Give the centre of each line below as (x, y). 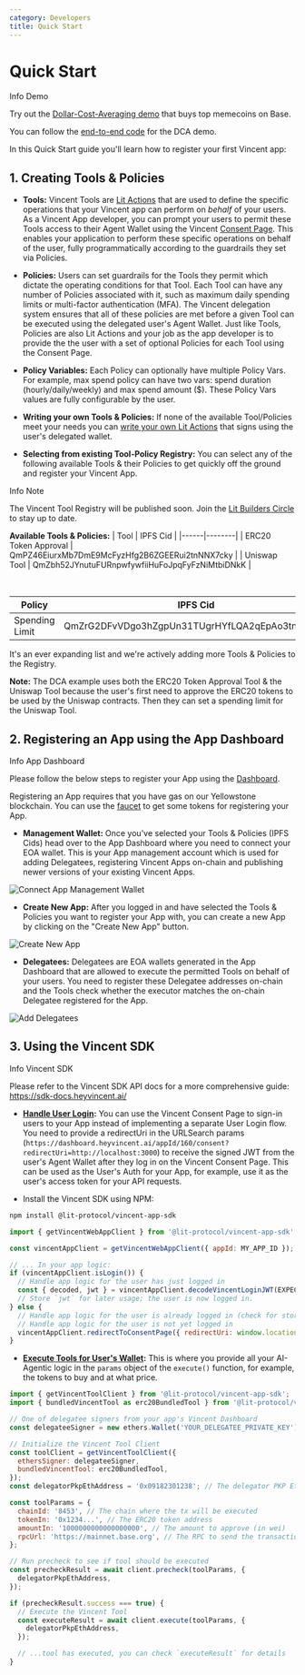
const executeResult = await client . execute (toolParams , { (132, 1620)
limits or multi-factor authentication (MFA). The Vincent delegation (146, 305)
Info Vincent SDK (41, 1068)
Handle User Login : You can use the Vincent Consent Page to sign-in (152, 1113)
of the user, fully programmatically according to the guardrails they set (154, 248)
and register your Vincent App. (80, 473)
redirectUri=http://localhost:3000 (90, 1153)
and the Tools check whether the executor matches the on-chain (143, 991)
